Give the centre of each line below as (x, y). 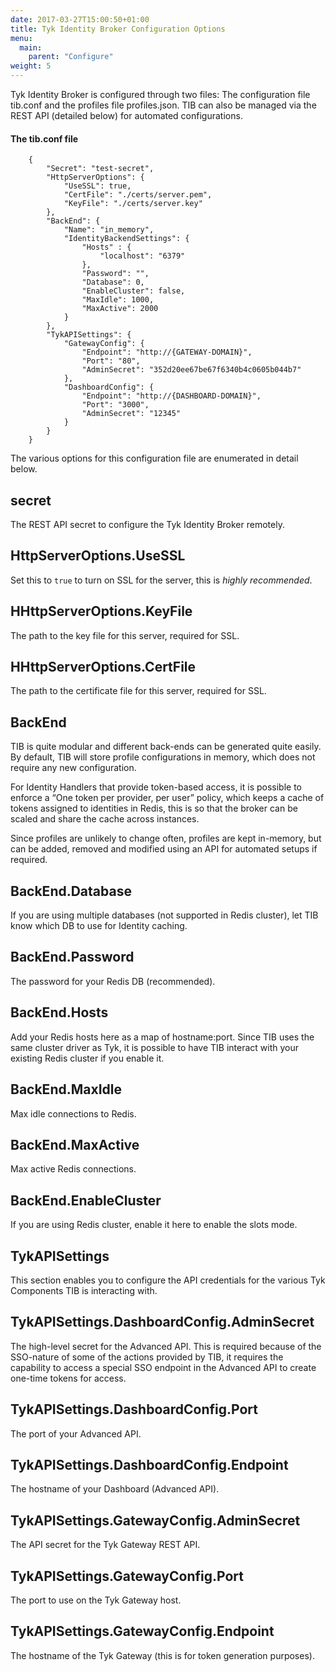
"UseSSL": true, (97, 186)
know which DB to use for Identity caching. (99, 926)
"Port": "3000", (115, 405)
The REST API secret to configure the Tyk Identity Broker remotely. (147, 525)
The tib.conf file (44, 138)
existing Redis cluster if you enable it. (87, 1058)
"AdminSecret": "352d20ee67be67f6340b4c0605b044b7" (191, 370)
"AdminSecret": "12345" (131, 414)
